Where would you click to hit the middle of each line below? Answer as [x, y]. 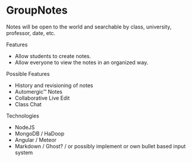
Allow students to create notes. [53, 56]
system [24, 153]
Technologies [23, 116]
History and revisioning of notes [54, 85]
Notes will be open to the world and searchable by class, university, [89, 27]
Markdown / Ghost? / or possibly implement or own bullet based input [100, 146]
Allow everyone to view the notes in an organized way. [81, 62]
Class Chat [28, 104]
